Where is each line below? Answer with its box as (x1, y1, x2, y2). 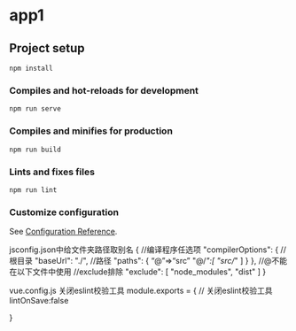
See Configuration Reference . (9, 227, 118, 237)
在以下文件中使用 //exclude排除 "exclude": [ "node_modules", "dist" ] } (9, 266, 267, 277)
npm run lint (9, 185, 58, 195)
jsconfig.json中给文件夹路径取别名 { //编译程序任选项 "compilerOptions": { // (9, 244, 286, 255)
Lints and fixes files (9, 165, 96, 178)
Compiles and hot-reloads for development (9, 84, 199, 96)
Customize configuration (9, 205, 120, 218)
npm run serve (9, 104, 62, 113)
